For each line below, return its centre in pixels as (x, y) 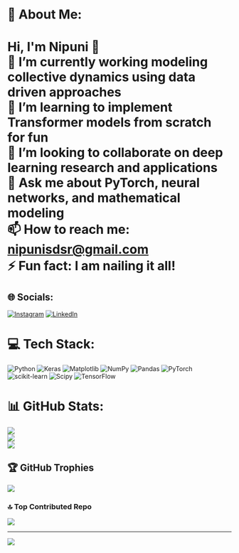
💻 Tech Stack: (51, 344)
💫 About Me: (45, 15)
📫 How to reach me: (69, 230)
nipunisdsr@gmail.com (78, 250)
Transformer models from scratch (110, 123)
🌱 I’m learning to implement (90, 108)
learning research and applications (113, 168)
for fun (28, 138)
